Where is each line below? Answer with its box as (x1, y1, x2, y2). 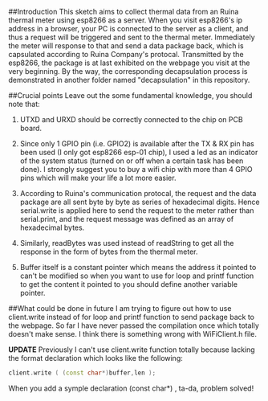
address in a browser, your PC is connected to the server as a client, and (8, 24, 249, 33)
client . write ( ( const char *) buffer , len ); (8, 369, 156, 377)
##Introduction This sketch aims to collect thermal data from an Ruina (8, 7, 239, 16)
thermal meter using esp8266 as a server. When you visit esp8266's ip (8, 15, 243, 25)
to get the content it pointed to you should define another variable (19, 280, 238, 288)
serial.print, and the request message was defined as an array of (19, 215, 234, 223)
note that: (8, 100, 40, 108)
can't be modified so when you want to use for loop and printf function (19, 271, 254, 280)
